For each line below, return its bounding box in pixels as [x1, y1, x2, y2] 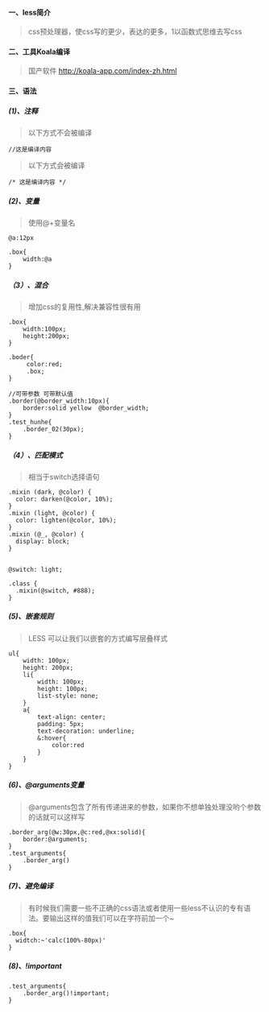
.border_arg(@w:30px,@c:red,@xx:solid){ [8, 828, 147, 836]
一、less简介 [8, 7, 51, 17]
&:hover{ [37, 733, 67, 742]
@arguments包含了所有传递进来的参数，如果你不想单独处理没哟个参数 [27, 802, 262, 812]
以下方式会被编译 [27, 160, 85, 170]
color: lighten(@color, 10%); [15, 516, 117, 524]
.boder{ [8, 353, 35, 361]
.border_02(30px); [23, 425, 85, 433]
